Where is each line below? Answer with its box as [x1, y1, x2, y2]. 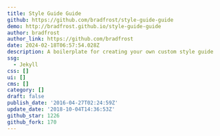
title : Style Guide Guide [7, 10, 81, 17]
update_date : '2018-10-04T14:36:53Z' [7, 106, 115, 113]
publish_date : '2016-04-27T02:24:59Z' [7, 100, 118, 106]
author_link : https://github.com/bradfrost [7, 36, 134, 43]
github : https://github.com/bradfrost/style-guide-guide [7, 16, 174, 23]
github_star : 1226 [7, 112, 60, 119]
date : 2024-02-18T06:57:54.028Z [7, 42, 100, 49]
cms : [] [7, 80, 30, 87]
